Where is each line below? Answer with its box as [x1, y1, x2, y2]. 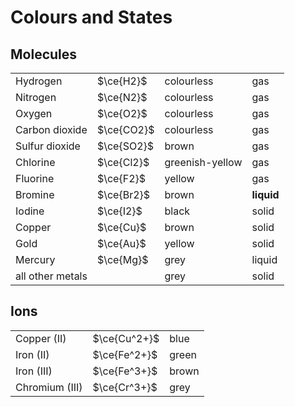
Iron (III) [15, 364, 53, 378]
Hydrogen [15, 74, 63, 88]
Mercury [15, 253, 56, 266]
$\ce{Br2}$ [96, 188, 151, 201]
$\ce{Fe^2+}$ [92, 347, 158, 361]
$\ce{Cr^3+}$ [92, 380, 158, 394]
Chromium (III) [15, 380, 83, 394]
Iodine [15, 204, 45, 218]
